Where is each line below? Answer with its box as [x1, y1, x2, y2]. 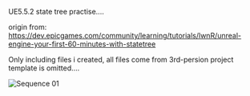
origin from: [8, 22, 47, 31]
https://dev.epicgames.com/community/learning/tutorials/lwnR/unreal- [8, 31, 242, 40]
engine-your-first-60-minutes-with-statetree [8, 39, 156, 49]
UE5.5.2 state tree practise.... [8, 7, 104, 16]
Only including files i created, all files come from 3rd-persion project [8, 55, 234, 64]
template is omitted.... [8, 63, 80, 73]
